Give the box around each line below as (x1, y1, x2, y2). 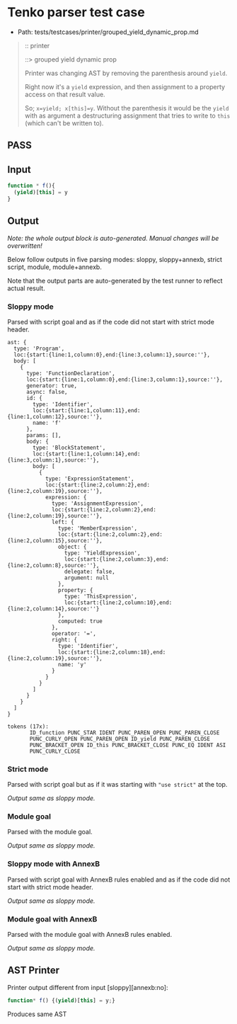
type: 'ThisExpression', (64, 593, 138, 600)
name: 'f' (33, 419, 62, 426)
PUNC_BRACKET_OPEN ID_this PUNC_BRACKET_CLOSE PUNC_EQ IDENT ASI (29, 741, 226, 749)
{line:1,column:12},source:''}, (7, 413, 103, 420)
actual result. (7, 284, 45, 292)
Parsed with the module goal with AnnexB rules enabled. (7, 931, 172, 939)
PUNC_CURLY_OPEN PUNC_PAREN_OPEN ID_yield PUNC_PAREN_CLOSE (29, 735, 211, 742)
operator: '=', (52, 630, 97, 637)
